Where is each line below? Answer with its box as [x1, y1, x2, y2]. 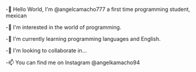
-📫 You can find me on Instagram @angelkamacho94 [5, 59, 140, 66]
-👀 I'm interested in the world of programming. [5, 24, 122, 31]
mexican [5, 12, 27, 19]
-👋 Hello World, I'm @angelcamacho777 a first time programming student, [5, 6, 191, 13]
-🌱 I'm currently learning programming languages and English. [5, 35, 161, 42]
